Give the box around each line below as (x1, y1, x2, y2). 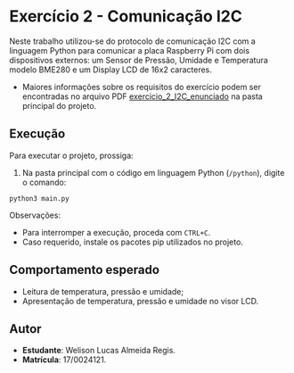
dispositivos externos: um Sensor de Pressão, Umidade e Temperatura (9, 54, 269, 65)
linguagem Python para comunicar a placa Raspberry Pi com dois (9, 45, 250, 55)
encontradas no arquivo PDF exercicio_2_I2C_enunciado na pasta (21, 91, 263, 102)
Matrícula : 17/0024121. (21, 354, 107, 365)
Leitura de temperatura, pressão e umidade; (21, 286, 184, 296)
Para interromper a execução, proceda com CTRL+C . (21, 227, 211, 237)
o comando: (21, 177, 67, 187)
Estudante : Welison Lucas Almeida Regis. (21, 345, 176, 356)
